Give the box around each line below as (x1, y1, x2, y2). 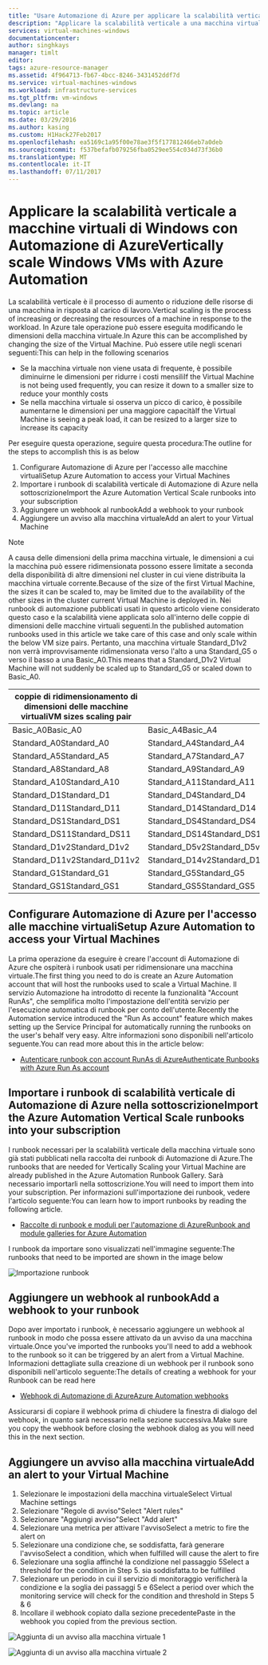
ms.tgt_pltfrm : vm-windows (8, 94, 98, 102)
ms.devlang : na (8, 101, 59, 109)
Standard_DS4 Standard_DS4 (147, 815, 257, 826)
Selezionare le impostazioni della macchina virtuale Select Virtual (19, 1489, 233, 1499)
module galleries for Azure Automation (19, 1228, 148, 1238)
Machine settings (19, 1498, 77, 1507)
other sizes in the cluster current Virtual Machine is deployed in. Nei (8, 595, 231, 605)
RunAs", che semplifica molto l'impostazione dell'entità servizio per (8, 996, 230, 1006)
